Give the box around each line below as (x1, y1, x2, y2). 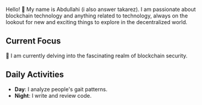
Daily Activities (5, 69, 64, 80)
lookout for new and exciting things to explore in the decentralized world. (5, 19, 188, 25)
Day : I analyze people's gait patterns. (14, 85, 108, 93)
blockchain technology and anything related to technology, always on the (5, 12, 188, 19)
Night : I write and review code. (14, 92, 92, 99)
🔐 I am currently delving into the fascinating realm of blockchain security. (5, 52, 188, 59)
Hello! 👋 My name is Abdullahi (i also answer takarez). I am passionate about (5, 6, 196, 13)
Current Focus (5, 36, 61, 46)
